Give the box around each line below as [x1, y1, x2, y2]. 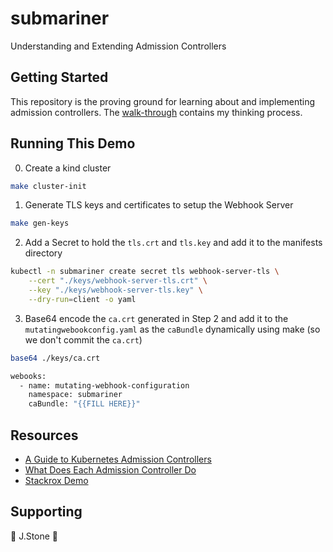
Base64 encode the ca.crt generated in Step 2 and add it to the [24, 312, 289, 324]
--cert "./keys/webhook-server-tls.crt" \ [28, 276, 208, 286]
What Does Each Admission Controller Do [24, 464, 197, 476]
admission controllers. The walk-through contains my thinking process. [10, 106, 303, 118]
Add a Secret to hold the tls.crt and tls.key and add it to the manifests [24, 237, 323, 249]
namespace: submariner [28, 390, 123, 400]
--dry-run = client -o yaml [28, 294, 137, 304]
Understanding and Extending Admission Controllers [10, 40, 227, 52]
